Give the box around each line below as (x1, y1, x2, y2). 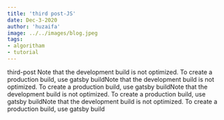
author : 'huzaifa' (7, 23, 61, 30)
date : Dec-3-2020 (7, 17, 58, 24)
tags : (7, 36, 23, 43)
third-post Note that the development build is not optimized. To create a (7, 67, 213, 76)
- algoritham (7, 42, 45, 49)
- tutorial (7, 49, 39, 56)
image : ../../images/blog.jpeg (7, 29, 98, 37)
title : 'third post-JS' (7, 10, 77, 17)
